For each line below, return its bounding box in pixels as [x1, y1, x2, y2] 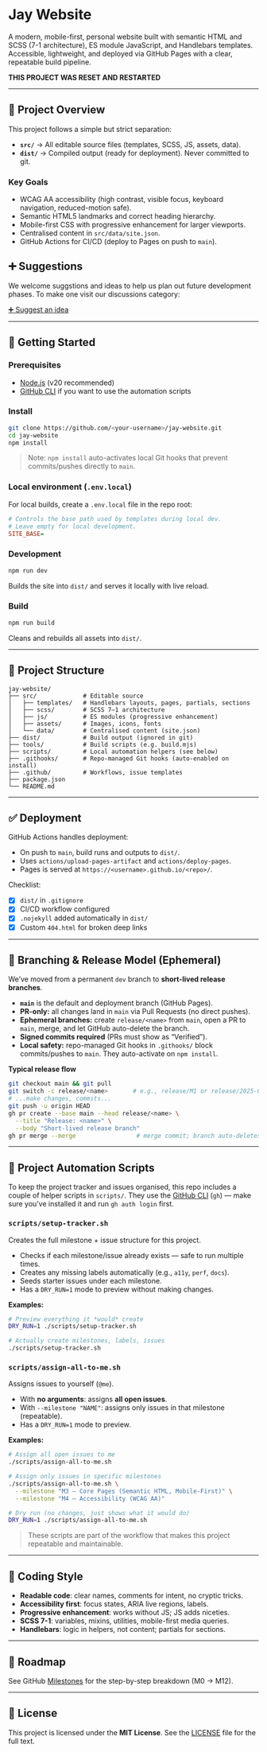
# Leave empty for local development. [8, 522, 137, 530]
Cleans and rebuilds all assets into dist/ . [8, 633, 142, 643]
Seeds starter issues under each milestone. [19, 1276, 162, 1285]
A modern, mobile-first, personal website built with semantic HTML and [8, 32, 242, 41]
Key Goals [8, 177, 48, 188]
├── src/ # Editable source [8, 692, 145, 700]
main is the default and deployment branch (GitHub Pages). [19, 998, 213, 1008]
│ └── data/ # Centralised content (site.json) [8, 726, 201, 735]
